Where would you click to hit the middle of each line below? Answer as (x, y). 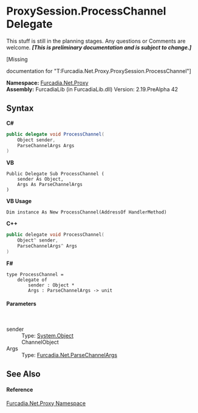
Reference (20, 389)
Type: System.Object (48, 335)
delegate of (32, 280)
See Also (23, 374)
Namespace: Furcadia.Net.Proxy (47, 83)
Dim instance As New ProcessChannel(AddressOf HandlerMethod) (87, 212)
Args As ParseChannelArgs (50, 185)
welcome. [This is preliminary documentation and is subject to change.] (99, 47)
